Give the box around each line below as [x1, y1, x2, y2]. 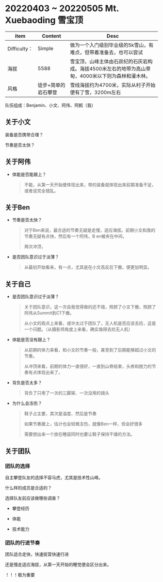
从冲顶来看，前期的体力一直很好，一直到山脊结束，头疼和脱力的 [24, 363, 152, 369]
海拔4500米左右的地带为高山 [80, 65, 146, 72]
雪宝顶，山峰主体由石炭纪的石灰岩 [70, 58, 148, 65]
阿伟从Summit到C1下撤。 [24, 310, 74, 316]
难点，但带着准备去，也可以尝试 [70, 49, 143, 56]
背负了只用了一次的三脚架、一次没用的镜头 [24, 390, 110, 396]
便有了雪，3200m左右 [70, 89, 121, 96]
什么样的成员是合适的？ [5, 485, 52, 490]
